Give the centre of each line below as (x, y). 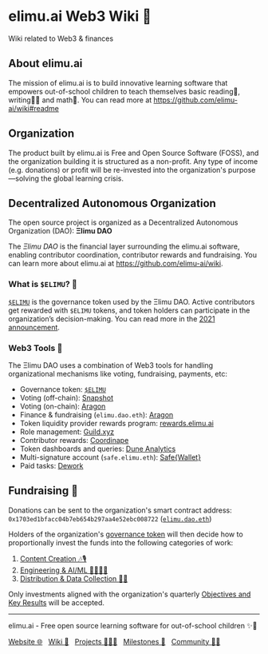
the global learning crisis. (83, 178)
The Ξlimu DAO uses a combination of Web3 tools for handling (111, 365)
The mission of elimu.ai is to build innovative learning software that (118, 82)
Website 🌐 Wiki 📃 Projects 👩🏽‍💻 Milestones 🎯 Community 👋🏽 (114, 641)
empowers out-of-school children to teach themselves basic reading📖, (124, 91)
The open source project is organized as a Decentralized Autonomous (123, 222)
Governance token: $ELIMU (63, 389)
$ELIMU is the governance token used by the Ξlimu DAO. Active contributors (132, 301)
